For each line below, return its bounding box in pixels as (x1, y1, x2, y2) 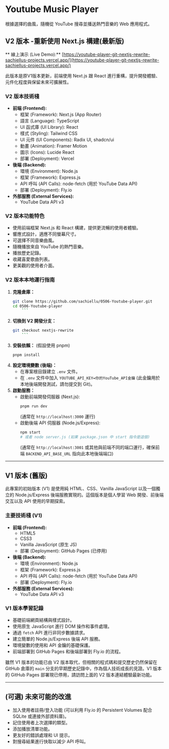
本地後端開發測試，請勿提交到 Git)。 (20, 381, 96, 387)
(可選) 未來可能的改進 (5, 693, 71, 701)
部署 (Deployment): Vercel (20, 156, 74, 162)
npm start (20, 429, 41, 435)
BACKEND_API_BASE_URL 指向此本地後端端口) (26, 451, 114, 457)
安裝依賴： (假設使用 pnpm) (12, 342, 70, 348)
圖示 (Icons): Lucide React (20, 149, 74, 156)
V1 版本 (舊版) (5, 471, 48, 480)
